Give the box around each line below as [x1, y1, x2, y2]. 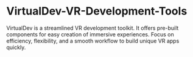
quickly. [6, 44, 26, 51]
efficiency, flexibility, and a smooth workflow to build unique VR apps [6, 37, 180, 44]
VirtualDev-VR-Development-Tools [6, 4, 188, 18]
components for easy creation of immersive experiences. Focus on [6, 30, 175, 38]
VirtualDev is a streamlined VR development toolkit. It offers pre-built [6, 24, 179, 32]
